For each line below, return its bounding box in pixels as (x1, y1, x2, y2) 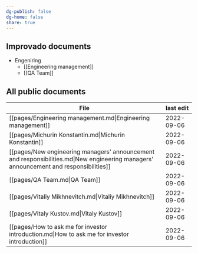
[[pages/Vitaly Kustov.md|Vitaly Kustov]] (9, 209, 123, 218)
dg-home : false (6, 14, 44, 20)
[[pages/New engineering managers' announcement (9, 148, 155, 156)
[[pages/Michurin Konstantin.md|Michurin (9, 131, 126, 139)
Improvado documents (6, 41, 91, 51)
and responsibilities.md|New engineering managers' (9, 155, 154, 163)
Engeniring (14, 57, 41, 64)
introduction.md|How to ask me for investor (9, 230, 130, 238)
